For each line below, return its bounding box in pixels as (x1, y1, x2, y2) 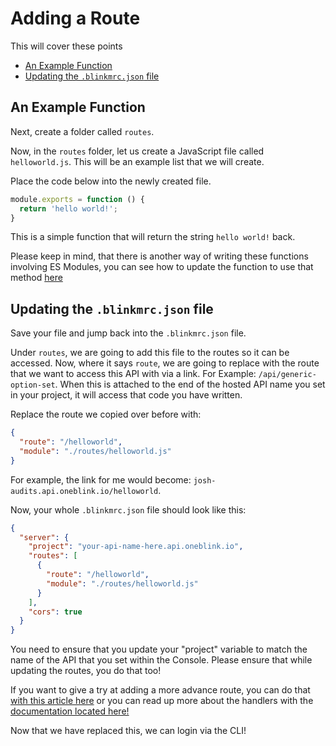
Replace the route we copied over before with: (10, 408, 202, 421)
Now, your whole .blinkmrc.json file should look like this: (10, 503, 247, 516)
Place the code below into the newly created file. (10, 175, 212, 187)
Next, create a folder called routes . (10, 125, 155, 137)
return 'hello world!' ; (19, 203, 118, 214)
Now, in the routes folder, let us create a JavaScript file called (10, 145, 265, 157)
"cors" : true (28, 607, 83, 617)
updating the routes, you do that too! (10, 665, 162, 677)
